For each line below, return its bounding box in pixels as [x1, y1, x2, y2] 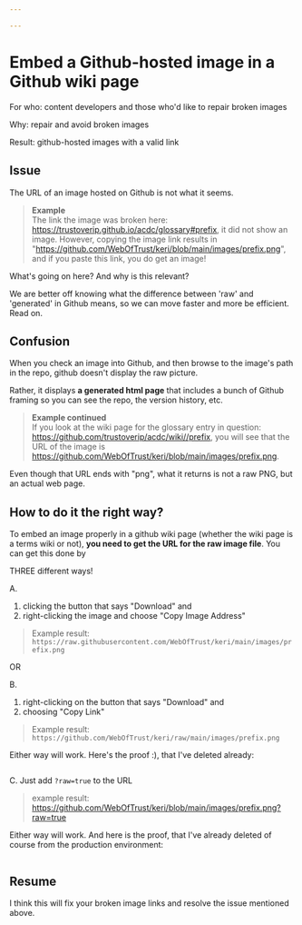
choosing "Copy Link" [22, 706, 105, 718]
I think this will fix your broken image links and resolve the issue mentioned [9, 897, 289, 909]
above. [9, 907, 35, 918]
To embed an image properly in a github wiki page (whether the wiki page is [9, 529, 293, 540]
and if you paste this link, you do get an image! [31, 253, 207, 264]
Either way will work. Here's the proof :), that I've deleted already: [9, 750, 255, 761]
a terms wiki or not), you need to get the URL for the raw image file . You [9, 538, 281, 550]
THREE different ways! [9, 565, 93, 577]
